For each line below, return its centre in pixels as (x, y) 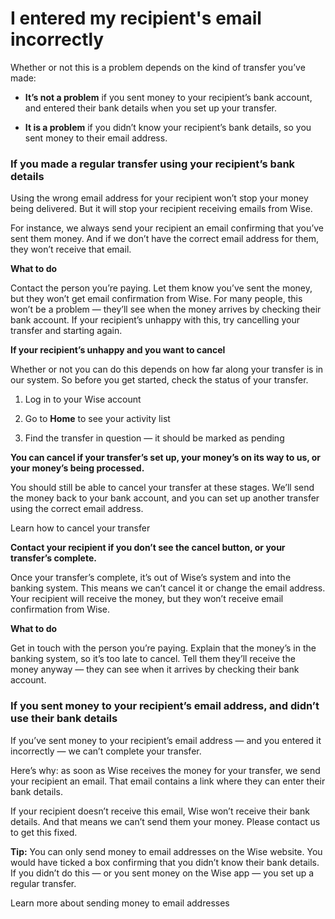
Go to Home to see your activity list (97, 419)
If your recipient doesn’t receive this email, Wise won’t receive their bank (160, 811)
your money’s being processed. (77, 468)
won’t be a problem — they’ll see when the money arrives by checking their (166, 309)
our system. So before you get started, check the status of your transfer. (159, 380)
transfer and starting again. (66, 331)
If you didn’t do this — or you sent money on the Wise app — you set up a (162, 873)
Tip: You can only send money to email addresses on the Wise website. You (166, 851)
